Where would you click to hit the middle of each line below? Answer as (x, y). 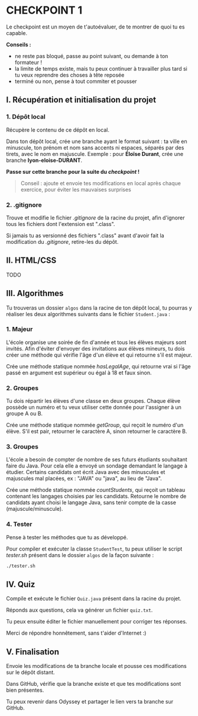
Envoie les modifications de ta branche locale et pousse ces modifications (97, 666)
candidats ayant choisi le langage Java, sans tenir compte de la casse (91, 502)
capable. (17, 33)
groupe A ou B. (25, 413)
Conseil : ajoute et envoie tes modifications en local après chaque (101, 183)
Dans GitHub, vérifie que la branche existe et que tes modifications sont (94, 684)
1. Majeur (20, 329)
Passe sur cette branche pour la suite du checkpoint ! (73, 171)
